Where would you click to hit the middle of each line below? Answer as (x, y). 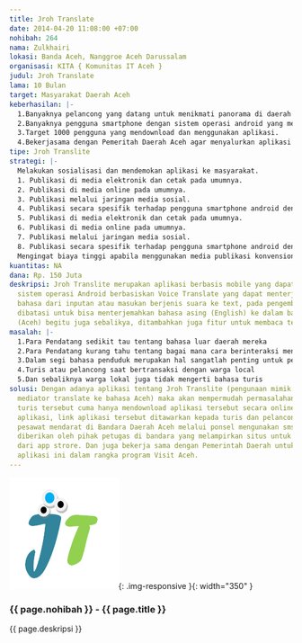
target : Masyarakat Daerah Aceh (70, 94)
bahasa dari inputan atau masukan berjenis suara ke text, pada (140, 304)
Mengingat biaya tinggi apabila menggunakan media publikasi (134, 256)
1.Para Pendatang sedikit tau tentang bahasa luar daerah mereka (142, 342)
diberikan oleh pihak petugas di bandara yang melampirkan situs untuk (155, 436)
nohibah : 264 (34, 38)
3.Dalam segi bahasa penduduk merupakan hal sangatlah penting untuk (150, 361)
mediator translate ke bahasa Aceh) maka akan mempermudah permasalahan (156, 398)
